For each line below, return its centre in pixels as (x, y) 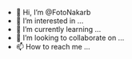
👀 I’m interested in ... (50, 21)
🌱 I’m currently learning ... (58, 29)
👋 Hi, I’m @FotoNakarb (53, 12)
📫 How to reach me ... (53, 47)
